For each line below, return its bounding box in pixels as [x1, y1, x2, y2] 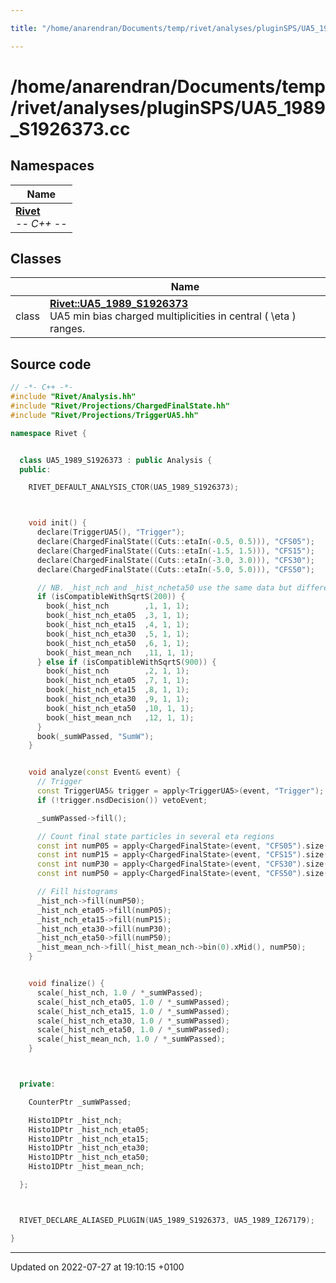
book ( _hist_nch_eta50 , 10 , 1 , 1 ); [46, 703, 195, 713]
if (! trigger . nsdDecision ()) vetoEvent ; [36, 795, 208, 805]
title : [10, 23, 38, 33]
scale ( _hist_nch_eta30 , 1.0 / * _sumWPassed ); [36, 1016, 230, 1026]
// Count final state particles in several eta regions [36, 831, 275, 841]
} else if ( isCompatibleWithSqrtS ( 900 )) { [36, 657, 217, 667]
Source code [10, 356, 92, 373]
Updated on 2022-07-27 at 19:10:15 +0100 [10, 1261, 185, 1273]
